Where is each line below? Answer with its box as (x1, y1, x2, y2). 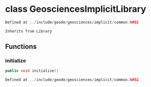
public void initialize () (5, 68, 59, 74)
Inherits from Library (5, 29, 52, 34)
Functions (5, 43, 37, 51)
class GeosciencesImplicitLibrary (5, 3, 147, 15)
